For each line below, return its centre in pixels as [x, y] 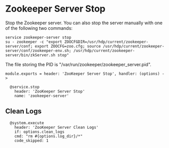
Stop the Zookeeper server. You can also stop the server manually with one [84, 23]
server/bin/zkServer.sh [30, 55]
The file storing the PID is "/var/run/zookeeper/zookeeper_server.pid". [78, 64]
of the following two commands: [39, 28]
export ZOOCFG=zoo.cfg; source [68, 46]
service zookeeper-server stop [38, 37]
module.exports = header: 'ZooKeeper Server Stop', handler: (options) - [85, 74]
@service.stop [25, 87]
